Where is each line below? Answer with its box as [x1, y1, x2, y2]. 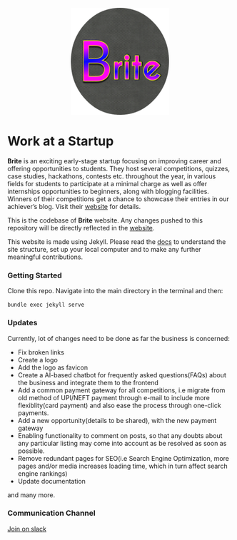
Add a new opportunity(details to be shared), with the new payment [17, 416, 217, 424]
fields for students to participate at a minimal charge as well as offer [7, 179, 208, 188]
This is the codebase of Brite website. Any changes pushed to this [7, 215, 203, 225]
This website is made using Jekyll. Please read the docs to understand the [7, 237, 226, 246]
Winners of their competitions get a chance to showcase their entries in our [7, 194, 230, 203]
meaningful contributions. [7, 253, 84, 261]
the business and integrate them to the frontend [17, 378, 158, 387]
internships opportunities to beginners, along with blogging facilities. [7, 187, 209, 195]
